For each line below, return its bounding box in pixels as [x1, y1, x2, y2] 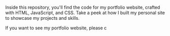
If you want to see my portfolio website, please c [5, 25, 107, 31]
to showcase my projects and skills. [5, 15, 80, 21]
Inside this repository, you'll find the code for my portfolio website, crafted [5, 5, 160, 10]
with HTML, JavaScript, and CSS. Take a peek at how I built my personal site [5, 10, 165, 16]
